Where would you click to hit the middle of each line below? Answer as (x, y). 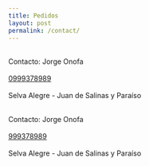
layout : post (30, 23)
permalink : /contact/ (44, 30)
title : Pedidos (33, 16)
